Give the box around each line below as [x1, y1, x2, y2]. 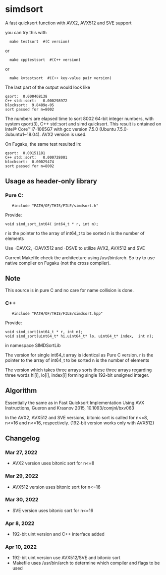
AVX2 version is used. [42, 131, 87, 137]
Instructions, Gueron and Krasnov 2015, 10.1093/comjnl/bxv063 [5, 405, 135, 411]
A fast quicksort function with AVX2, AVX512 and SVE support [5, 20, 132, 26]
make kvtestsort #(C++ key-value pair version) [9, 75, 112, 80]
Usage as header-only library [5, 177, 98, 185]
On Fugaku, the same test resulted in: [5, 141, 82, 147]
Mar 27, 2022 [5, 449, 38, 456]
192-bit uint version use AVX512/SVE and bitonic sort [12, 555, 120, 561]
